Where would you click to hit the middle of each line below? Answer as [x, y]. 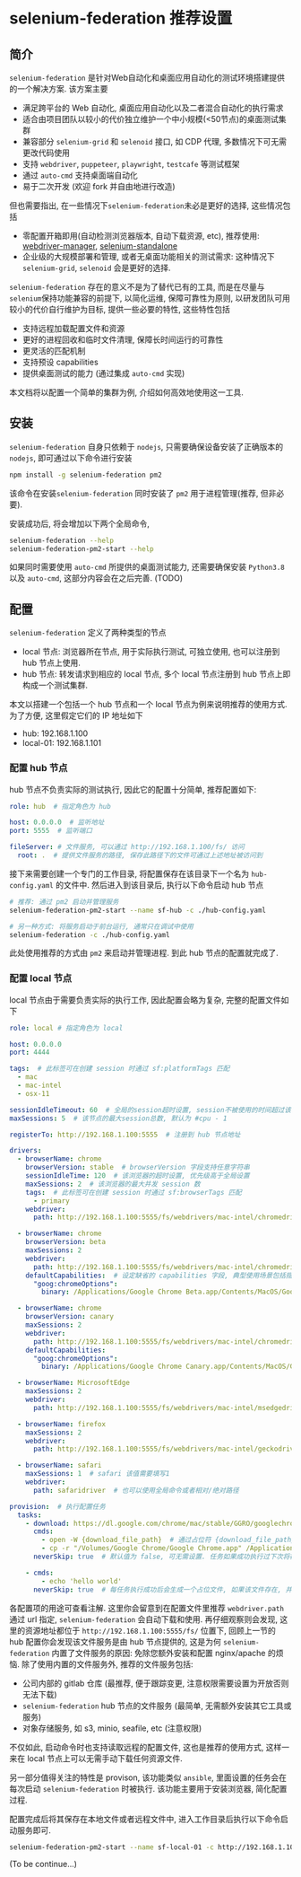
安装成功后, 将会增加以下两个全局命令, [80, 523]
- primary [51, 1201]
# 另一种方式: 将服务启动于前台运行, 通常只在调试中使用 [102, 926]
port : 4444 [30, 1053]
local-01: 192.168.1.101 [61, 743]
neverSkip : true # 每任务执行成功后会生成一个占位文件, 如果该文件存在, [157, 1590]
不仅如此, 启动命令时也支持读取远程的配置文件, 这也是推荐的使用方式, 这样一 [149, 1747]
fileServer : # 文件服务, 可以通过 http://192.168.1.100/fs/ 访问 [127, 847]
